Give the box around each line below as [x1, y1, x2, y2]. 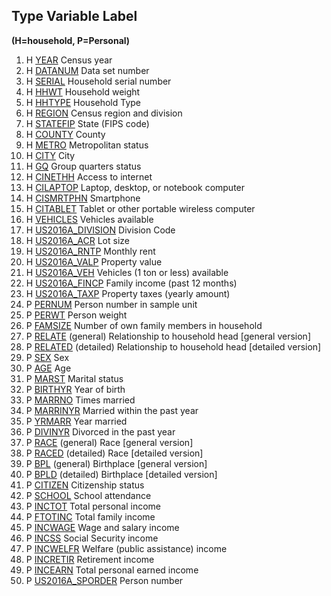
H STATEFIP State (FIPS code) [25, 117, 150, 129]
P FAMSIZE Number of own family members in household [25, 319, 263, 331]
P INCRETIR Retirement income [25, 553, 155, 565]
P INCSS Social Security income [25, 532, 159, 544]
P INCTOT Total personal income [25, 500, 162, 512]
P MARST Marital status [25, 372, 124, 384]
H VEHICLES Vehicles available [25, 213, 154, 225]
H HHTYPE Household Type [25, 96, 142, 108]
